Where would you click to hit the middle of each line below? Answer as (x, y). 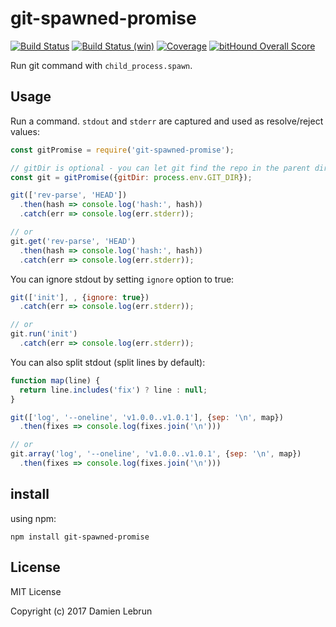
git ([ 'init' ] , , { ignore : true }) (80, 297)
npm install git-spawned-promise (80, 537)
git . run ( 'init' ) (44, 334)
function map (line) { (55, 380)
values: (25, 131)
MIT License (36, 591)
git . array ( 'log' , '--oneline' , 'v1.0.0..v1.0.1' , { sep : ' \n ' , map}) (156, 454)
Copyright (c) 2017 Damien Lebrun (81, 611)
